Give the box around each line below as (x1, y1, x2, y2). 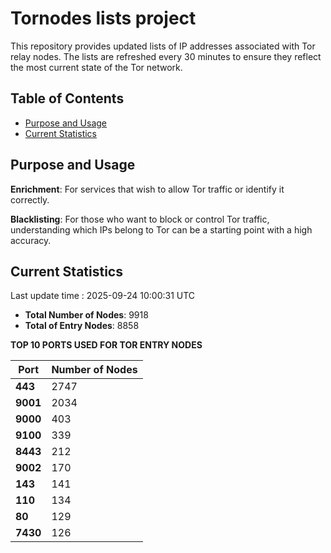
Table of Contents (10, 90, 125, 107)
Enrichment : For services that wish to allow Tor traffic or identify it (10, 183, 285, 195)
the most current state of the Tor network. (10, 61, 183, 73)
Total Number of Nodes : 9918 (24, 309, 149, 321)
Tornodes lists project (10, 7, 197, 30)
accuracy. (10, 234, 52, 246)
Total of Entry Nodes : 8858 (24, 320, 140, 332)
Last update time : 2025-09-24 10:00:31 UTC (10, 290, 196, 302)
